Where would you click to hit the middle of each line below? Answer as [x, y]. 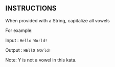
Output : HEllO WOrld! [28, 50]
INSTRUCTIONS [31, 8]
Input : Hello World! [26, 40]
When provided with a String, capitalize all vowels [57, 20]
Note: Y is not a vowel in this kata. [41, 60]
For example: [19, 30]
